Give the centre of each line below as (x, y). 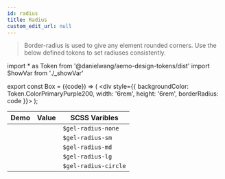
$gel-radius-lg (87, 157)
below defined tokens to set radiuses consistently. (95, 53)
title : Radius (27, 20)
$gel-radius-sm (87, 138)
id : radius (23, 13)
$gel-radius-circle (94, 166)
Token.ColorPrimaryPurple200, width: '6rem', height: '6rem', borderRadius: (113, 94)
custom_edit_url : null (39, 26)
